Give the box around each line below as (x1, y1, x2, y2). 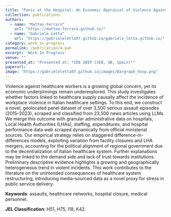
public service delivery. (5, 181, 54, 187)
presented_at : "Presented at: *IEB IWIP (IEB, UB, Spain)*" (5, 60, 136, 65)
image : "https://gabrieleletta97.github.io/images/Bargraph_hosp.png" (5, 69, 158, 75)
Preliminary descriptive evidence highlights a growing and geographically (5, 159, 159, 165)
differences (5, 137, 30, 143)
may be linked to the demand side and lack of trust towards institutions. (5, 154, 155, 160)
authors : (5, 17, 24, 22)
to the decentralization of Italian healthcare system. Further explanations (5, 149, 158, 154)
